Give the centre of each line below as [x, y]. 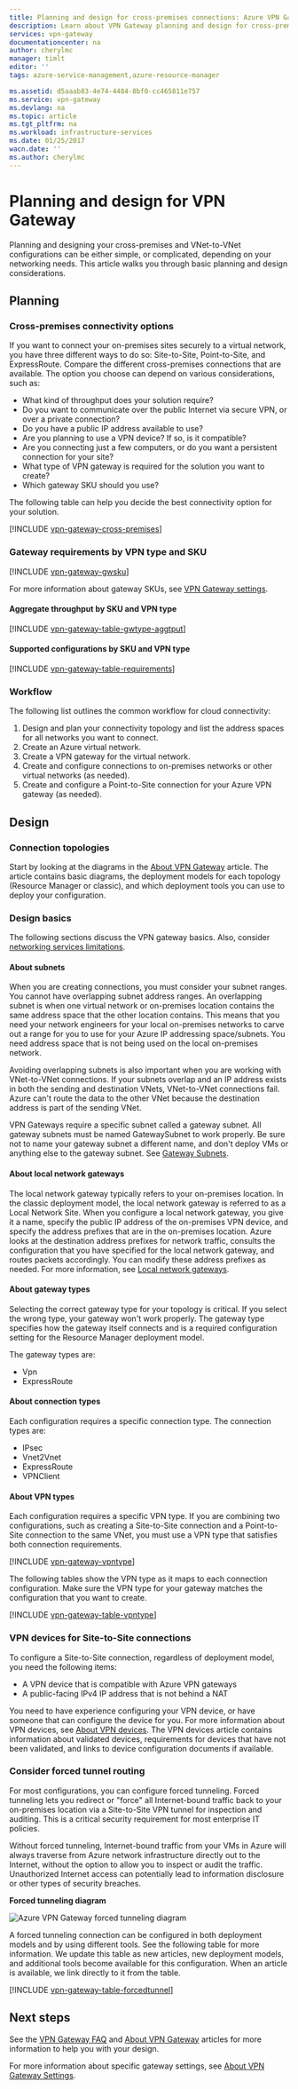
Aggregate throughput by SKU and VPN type [93, 609]
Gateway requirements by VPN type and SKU [108, 552]
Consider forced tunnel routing [77, 1771]
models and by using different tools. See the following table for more [134, 1944]
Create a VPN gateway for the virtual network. [106, 756]
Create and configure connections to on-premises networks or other [147, 766]
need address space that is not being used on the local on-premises [134, 1043]
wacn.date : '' [35, 149]
